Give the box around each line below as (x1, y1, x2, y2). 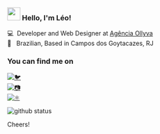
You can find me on (7, 56, 74, 66)
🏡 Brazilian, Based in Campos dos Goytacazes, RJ (7, 39, 154, 48)
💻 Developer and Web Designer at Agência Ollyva (7, 29, 153, 37)
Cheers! (7, 120, 30, 128)
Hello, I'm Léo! (22, 12, 72, 22)
